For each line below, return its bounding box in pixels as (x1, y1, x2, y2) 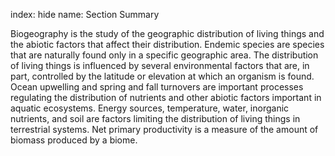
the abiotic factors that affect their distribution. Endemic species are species (10, 39, 325, 50)
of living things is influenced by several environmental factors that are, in (10, 60, 310, 71)
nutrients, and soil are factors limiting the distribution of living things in (10, 113, 301, 124)
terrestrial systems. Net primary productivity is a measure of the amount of (10, 124, 319, 135)
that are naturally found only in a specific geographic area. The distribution (10, 49, 319, 61)
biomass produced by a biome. (10, 134, 138, 146)
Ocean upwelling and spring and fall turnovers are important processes (10, 81, 304, 93)
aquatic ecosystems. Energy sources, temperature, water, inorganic (10, 102, 290, 114)
